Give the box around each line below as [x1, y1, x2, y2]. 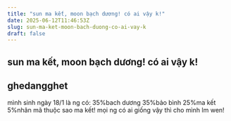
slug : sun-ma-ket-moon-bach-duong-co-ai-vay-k [7, 23, 146, 30]
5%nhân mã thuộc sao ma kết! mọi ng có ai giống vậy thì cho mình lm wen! [7, 106, 225, 115]
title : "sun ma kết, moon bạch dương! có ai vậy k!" [7, 10, 166, 18]
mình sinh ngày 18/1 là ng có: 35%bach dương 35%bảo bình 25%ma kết [7, 98, 216, 107]
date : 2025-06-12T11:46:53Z [7, 17, 90, 24]
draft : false [7, 30, 46, 37]
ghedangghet [7, 80, 68, 92]
